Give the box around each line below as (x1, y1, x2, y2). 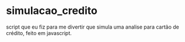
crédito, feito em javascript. (6, 29, 72, 36)
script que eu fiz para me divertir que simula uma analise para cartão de (6, 23, 180, 30)
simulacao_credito (6, 4, 97, 17)
